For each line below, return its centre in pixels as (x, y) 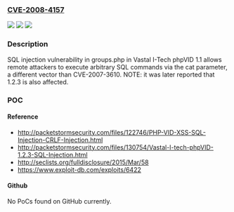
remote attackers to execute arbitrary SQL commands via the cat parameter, (117, 67)
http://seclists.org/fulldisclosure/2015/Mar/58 (83, 162)
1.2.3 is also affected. (38, 81)
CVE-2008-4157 (36, 10)
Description (28, 44)
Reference (23, 117)
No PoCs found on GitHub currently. (59, 201)
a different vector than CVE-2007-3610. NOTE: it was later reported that (111, 74)
